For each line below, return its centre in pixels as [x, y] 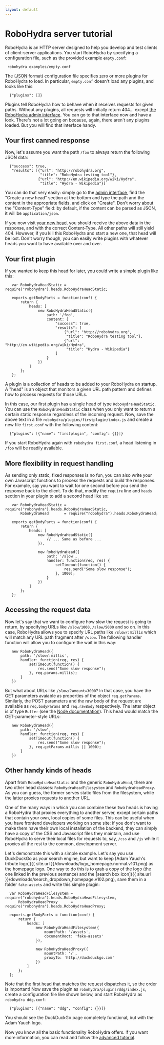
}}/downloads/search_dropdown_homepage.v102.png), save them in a [76, 879]
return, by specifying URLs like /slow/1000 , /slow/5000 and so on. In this [77, 627]
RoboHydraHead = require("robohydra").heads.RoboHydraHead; [89, 513]
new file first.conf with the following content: [52, 425]
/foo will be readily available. [34, 448]
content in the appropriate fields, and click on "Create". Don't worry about [79, 203]
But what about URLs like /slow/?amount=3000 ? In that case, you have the [78, 690]
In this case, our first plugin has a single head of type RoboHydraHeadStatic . [81, 404]
